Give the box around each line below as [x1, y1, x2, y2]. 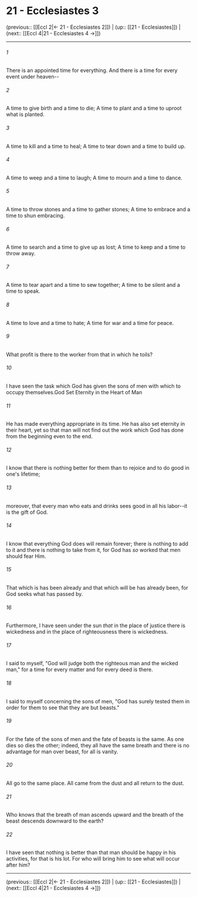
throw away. [6, 250, 36, 257]
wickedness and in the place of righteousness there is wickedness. [6, 628, 168, 635]
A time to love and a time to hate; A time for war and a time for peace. [6, 319, 174, 326]
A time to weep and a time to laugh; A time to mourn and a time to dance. [6, 174, 183, 181]
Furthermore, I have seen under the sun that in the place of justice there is [6, 622, 186, 629]
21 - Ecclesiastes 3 [6, 4, 99, 18]
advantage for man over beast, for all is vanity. [6, 748, 118, 755]
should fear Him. [6, 553, 46, 560]
